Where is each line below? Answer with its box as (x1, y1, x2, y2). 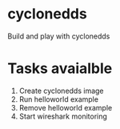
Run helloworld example (18, 94, 99, 104)
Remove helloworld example (18, 103, 113, 112)
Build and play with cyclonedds (7, 31, 110, 41)
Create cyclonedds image (18, 86, 105, 95)
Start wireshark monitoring (18, 111, 107, 121)
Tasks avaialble (7, 59, 113, 78)
